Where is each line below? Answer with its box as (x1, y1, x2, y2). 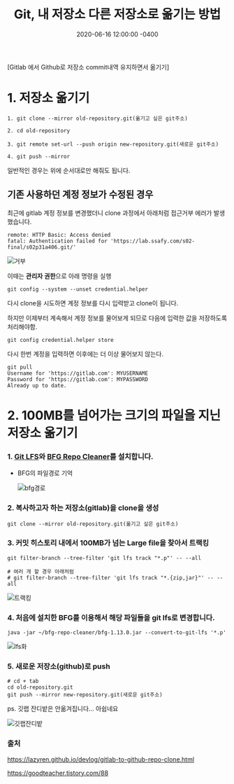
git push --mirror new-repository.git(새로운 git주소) (7, 692, 163, 699)
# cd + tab (7, 678, 39, 685)
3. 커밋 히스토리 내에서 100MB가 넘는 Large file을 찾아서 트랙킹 (7, 538, 210, 548)
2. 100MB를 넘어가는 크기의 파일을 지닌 (7, 407, 221, 423)
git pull (7, 364, 33, 371)
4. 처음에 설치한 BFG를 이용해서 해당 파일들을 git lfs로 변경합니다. (7, 612, 215, 622)
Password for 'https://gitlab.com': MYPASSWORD (7, 376, 149, 383)
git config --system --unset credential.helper (7, 285, 149, 293)
